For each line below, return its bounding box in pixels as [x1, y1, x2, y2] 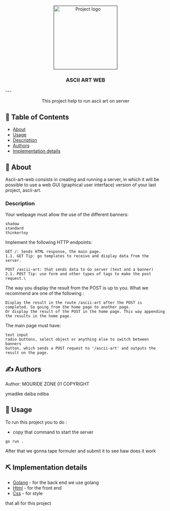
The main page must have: [5, 323, 61, 329]
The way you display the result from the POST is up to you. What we [5, 285, 149, 291]
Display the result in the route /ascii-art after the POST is [5, 300, 143, 305]
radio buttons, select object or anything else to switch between [5, 337, 149, 342]
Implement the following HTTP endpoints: [5, 239, 93, 246]
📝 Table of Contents [5, 113, 69, 121]
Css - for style [12, 490, 43, 496]
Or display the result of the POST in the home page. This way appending [5, 309, 165, 314]
